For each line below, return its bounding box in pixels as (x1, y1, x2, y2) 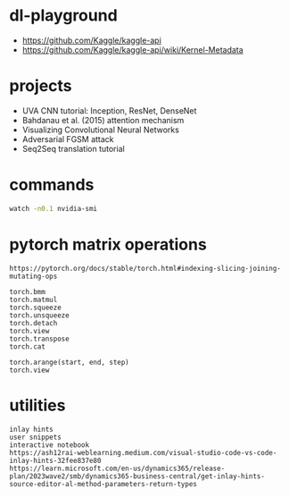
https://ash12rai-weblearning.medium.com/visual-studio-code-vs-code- (9, 448, 277, 457)
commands (9, 175, 95, 195)
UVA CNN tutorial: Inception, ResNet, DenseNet (21, 105, 197, 116)
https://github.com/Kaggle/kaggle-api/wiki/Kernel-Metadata (21, 44, 244, 55)
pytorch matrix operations (9, 234, 207, 255)
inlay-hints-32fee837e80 (9, 456, 102, 465)
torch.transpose (9, 334, 70, 343)
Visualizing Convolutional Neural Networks (21, 124, 180, 135)
